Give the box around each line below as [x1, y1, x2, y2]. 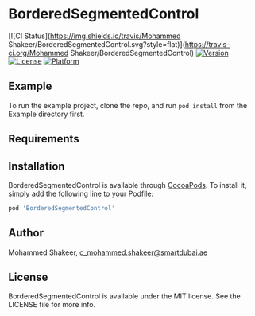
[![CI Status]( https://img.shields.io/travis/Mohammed [8, 31, 181, 41]
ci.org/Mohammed [8, 48, 69, 57]
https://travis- [184, 39, 230, 49]
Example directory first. [8, 109, 85, 119]
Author [8, 226, 44, 240]
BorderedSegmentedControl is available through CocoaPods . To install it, [8, 180, 247, 189]
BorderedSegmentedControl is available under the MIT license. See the [8, 291, 241, 301]
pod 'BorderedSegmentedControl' [8, 204, 115, 212]
